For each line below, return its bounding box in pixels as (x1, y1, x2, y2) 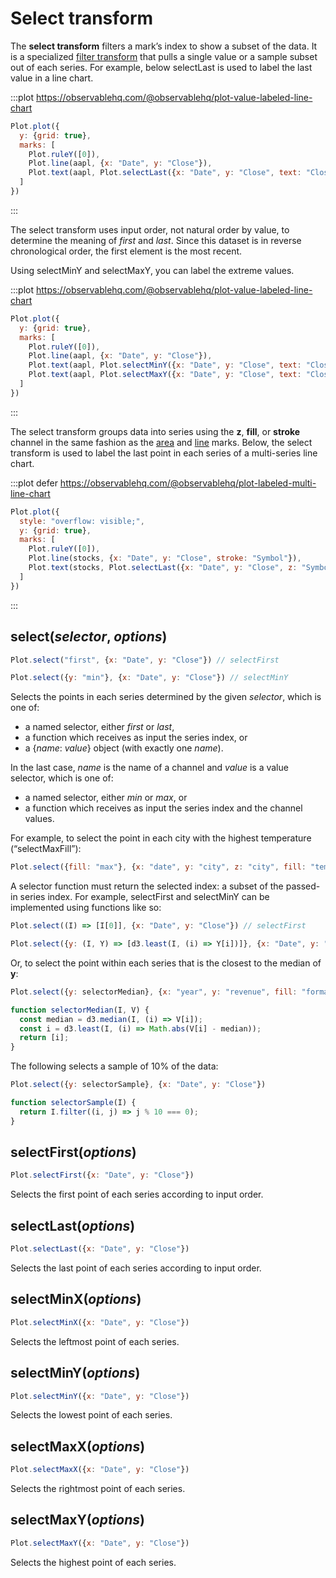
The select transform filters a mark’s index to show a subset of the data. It (10, 40, 318, 52)
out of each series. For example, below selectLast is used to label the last (10, 61, 313, 73)
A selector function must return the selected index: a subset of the (10, 880, 284, 892)
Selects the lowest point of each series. (10, 1409, 173, 1421)
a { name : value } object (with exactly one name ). (24, 742, 224, 754)
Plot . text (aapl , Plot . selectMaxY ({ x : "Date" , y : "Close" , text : (28, 370, 302, 380)
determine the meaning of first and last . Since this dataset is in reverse (10, 234, 302, 246)
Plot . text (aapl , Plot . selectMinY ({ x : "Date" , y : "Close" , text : (28, 360, 302, 371)
